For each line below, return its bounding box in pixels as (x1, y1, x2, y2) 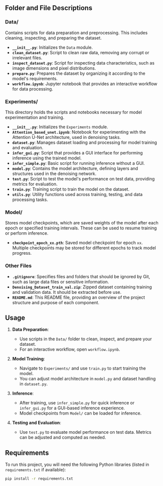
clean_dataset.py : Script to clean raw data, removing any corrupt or (12, 49, 149, 55)
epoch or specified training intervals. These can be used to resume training (5, 225, 157, 231)
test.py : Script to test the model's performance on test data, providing (12, 176, 155, 181)
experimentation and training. (5, 114, 65, 120)
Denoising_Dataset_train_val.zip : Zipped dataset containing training (12, 284, 152, 290)
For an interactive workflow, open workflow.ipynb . (19, 347, 120, 353)
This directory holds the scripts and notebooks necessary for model (5, 109, 142, 115)
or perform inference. (5, 230, 48, 236)
